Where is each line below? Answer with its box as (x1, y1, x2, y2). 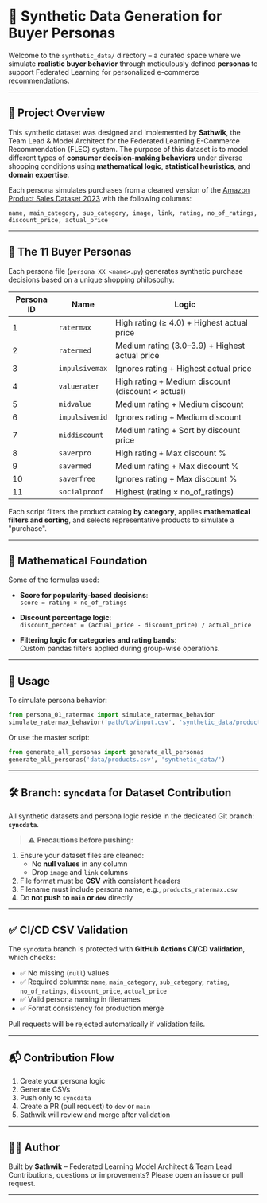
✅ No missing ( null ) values (19, 968, 110, 978)
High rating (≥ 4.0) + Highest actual (114, 317, 248, 328)
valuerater (58, 381, 100, 391)
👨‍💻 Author (8, 1140, 60, 1154)
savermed (58, 461, 91, 471)
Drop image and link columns (31, 867, 129, 877)
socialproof (58, 487, 104, 496)
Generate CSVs (19, 1084, 71, 1094)
